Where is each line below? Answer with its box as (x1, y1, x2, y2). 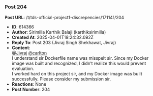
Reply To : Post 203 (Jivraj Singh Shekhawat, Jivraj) (11, 40, 116, 46)
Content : (11, 45, 31, 51)
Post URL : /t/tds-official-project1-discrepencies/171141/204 (4, 15, 124, 21)
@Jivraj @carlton (11, 50, 47, 56)
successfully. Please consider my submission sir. (11, 76, 111, 82)
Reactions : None (11, 81, 47, 87)
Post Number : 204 (11, 87, 50, 93)
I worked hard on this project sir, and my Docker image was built (11, 71, 142, 77)
